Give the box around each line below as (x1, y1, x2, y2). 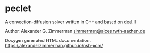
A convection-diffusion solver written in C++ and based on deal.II (5, 19, 136, 25)
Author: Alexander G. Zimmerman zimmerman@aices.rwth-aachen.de (5, 28, 145, 34)
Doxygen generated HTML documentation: (5, 37, 91, 43)
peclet (5, 3, 32, 14)
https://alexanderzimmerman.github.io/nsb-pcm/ (5, 42, 103, 48)
